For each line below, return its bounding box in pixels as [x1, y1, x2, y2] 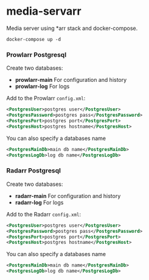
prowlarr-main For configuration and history [15, 76, 127, 84]
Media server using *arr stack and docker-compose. [6, 24, 138, 32]
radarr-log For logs [15, 199, 64, 206]
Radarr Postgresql [6, 166, 61, 175]
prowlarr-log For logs [15, 83, 70, 90]
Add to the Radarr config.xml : [6, 210, 81, 218]
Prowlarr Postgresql [6, 50, 67, 59]
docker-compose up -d [6, 36, 61, 42]
